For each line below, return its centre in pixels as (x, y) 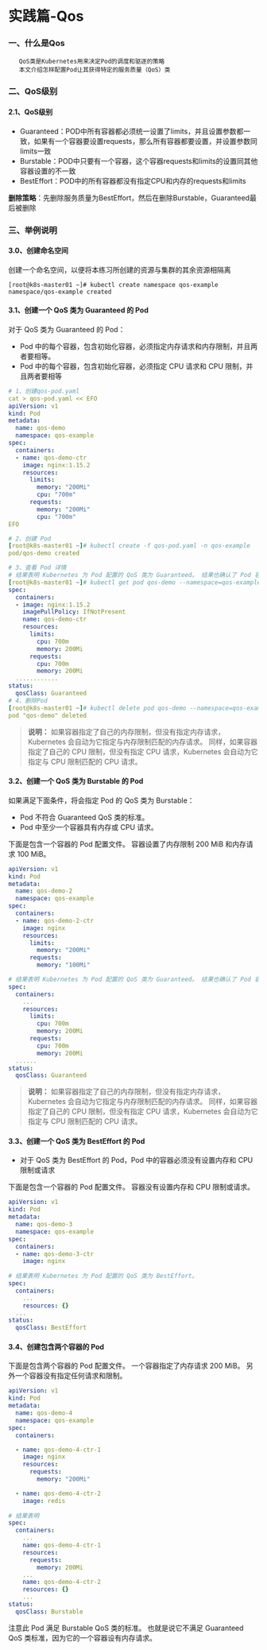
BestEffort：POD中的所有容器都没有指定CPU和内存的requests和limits (133, 180)
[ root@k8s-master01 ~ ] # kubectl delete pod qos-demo (97, 708)
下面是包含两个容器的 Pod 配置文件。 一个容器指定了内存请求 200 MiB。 (126, 1366)
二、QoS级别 (33, 91)
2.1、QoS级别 (31, 112)
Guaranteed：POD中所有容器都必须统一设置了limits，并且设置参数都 (132, 131)
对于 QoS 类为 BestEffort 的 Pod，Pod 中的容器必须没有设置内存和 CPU (136, 1160)
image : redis (44, 1501)
